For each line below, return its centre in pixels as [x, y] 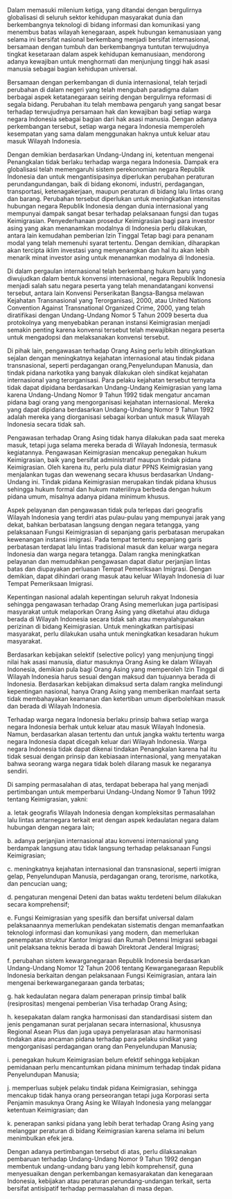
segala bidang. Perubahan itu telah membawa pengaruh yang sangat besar [114, 104]
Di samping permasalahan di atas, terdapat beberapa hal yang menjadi [108, 784]
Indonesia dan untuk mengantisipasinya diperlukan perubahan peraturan [111, 177]
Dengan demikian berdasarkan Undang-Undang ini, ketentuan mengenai [111, 154]
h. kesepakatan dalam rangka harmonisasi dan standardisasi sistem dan [110, 1017]
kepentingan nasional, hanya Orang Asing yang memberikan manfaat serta [114, 691]
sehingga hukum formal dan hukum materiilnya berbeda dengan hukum [109, 489]
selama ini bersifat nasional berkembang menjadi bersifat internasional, [109, 39]
